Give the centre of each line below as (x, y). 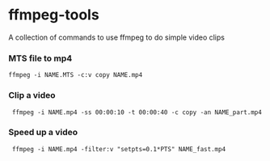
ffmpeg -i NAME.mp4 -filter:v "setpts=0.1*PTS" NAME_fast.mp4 (119, 149)
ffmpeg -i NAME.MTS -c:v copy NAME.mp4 (76, 75)
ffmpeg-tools (54, 15)
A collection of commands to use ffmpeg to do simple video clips (116, 37)
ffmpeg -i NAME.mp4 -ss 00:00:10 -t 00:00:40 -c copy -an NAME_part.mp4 (137, 112)
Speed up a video (43, 133)
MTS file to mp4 (40, 58)
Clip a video (32, 95)
